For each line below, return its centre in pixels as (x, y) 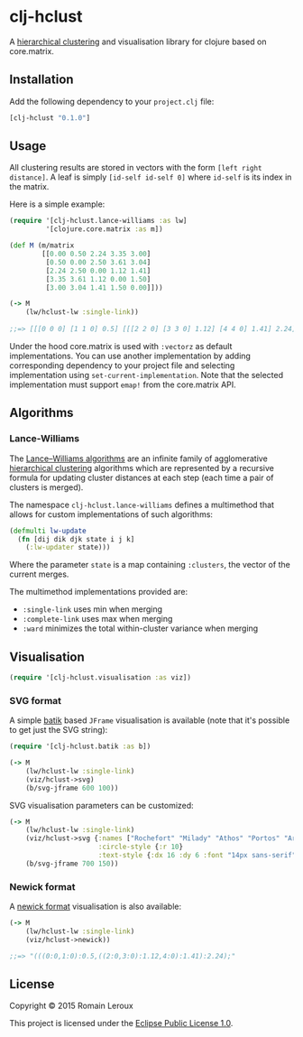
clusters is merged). (46, 487)
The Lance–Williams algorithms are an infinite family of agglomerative (138, 458)
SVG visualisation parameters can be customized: (101, 805)
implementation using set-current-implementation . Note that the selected (147, 375)
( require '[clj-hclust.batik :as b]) (80, 746)
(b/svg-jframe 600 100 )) (72, 788)
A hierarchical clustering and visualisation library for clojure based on (138, 42)
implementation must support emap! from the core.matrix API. (123, 384)
